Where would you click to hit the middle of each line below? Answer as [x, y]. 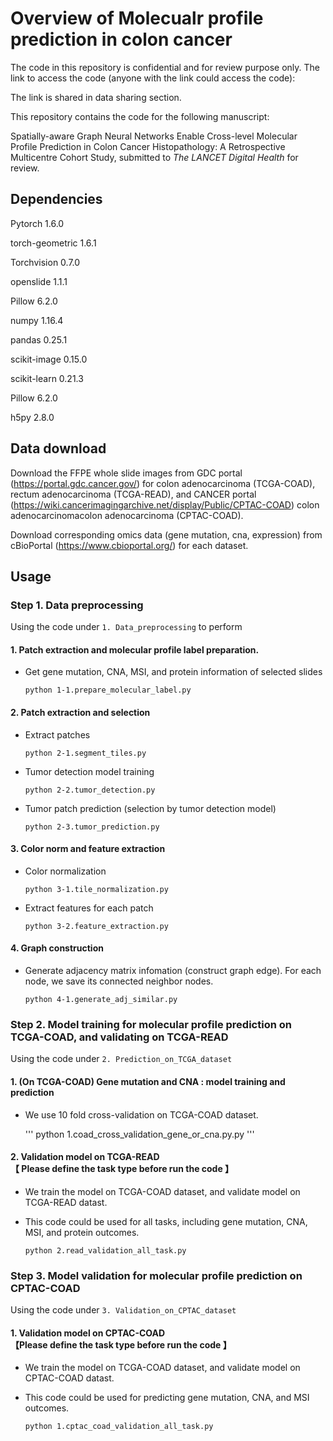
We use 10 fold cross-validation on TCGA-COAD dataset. [141, 1114]
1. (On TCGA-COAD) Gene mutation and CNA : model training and [148, 1081]
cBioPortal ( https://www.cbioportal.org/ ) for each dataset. [129, 545]
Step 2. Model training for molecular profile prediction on [151, 1024]
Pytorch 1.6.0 [37, 223]
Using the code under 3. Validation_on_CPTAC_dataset [123, 1310]
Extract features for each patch [89, 908]
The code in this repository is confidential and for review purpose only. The [165, 67]
